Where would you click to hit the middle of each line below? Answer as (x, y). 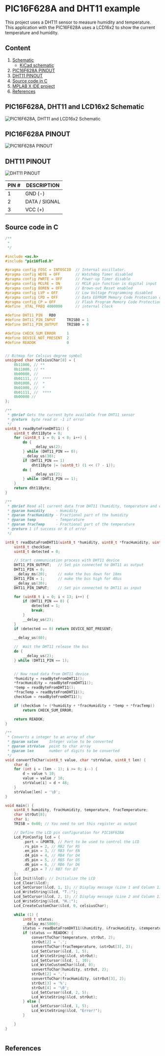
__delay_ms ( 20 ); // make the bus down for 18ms (68, 574)
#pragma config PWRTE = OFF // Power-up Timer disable (68, 279)
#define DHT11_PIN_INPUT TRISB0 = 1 (47, 320)
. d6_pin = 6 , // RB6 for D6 (51, 865)
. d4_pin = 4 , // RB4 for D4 (51, 856)
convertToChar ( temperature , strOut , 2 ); (73, 937)
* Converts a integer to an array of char (51, 737)
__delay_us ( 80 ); (31, 637)
